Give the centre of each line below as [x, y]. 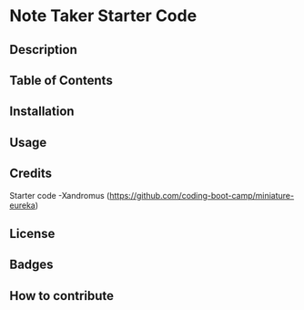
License [32, 233]
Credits [31, 174]
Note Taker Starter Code [103, 16]
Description [43, 50]
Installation [42, 112]
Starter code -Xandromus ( [60, 195]
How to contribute [62, 296]
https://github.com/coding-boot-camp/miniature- [201, 195]
